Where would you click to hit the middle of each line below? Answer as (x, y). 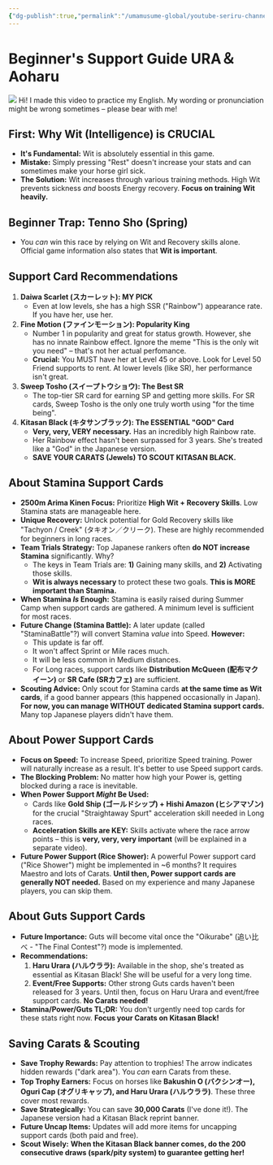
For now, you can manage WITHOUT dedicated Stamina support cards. (142, 706)
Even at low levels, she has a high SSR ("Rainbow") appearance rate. (147, 306)
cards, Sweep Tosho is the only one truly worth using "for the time (143, 404)
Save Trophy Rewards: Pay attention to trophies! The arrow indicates (136, 1063)
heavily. (34, 197)
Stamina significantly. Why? (67, 556)
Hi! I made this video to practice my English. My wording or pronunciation (141, 100)
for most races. (45, 616)
